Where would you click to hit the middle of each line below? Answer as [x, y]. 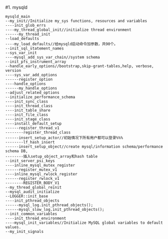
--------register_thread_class [38, 132]
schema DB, [17, 151]
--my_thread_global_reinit [33, 187]
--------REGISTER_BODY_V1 [32, 183]
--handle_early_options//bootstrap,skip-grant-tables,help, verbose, [80, 66]
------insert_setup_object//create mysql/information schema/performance [84, 147]
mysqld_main [18, 17]
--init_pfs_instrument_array [36, 62]
